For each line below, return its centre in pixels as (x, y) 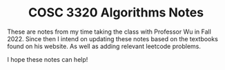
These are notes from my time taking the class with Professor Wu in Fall (109, 32)
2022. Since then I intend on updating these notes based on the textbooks (113, 38)
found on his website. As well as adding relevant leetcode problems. (104, 46)
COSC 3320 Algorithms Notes (116, 13)
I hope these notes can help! (48, 59)
